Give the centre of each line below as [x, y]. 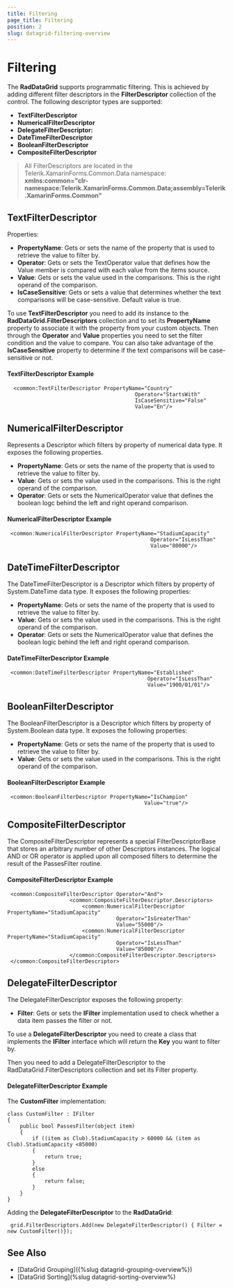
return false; [65, 1181]
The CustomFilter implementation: [57, 1101]
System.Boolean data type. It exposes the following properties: [97, 731]
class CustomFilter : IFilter [51, 1114]
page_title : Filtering [40, 20]
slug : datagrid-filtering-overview [59, 33]
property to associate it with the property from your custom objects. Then [113, 328]
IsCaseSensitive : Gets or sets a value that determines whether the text [119, 292]
